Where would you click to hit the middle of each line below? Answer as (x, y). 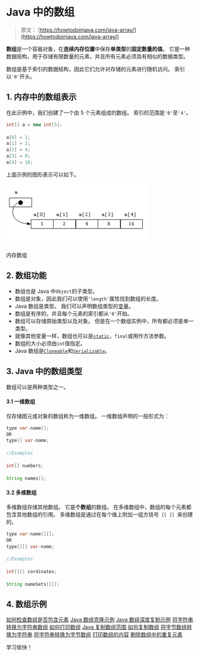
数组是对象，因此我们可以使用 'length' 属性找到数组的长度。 (88, 298)
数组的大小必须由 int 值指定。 (50, 343)
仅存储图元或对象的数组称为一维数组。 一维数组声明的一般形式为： (88, 416)
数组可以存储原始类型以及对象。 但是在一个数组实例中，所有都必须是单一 (104, 321)
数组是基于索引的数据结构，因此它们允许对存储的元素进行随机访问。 (90, 69)
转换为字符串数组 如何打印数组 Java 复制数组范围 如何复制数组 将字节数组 (96, 627)
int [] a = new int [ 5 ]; (34, 125)
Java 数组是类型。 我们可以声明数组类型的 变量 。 (74, 306)
